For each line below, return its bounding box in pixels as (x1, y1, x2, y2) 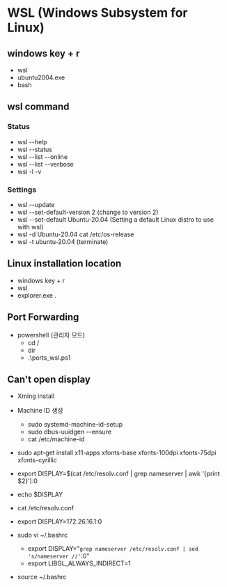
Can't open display (7, 374, 91, 385)
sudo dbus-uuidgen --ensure (27, 427, 112, 436)
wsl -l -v (17, 167, 42, 176)
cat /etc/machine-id (27, 435, 85, 443)
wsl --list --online (17, 152, 68, 161)
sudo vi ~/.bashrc (17, 531, 68, 540)
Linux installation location (7, 258, 122, 270)
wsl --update (17, 200, 55, 208)
